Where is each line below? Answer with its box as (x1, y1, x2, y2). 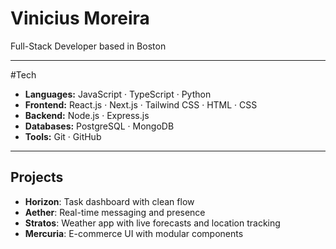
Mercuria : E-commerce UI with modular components (24, 227, 244, 239)
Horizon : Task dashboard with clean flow (24, 195, 195, 207)
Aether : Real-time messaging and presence (24, 206, 206, 218)
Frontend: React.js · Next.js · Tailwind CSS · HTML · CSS (24, 98, 258, 111)
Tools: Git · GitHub (24, 130, 102, 142)
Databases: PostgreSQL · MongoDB (24, 120, 175, 132)
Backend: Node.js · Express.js (24, 109, 150, 121)
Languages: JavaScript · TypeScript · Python (24, 88, 212, 100)
